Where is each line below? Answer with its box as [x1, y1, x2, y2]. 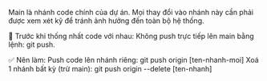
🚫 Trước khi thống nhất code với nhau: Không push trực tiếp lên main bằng [8, 32, 254, 40]
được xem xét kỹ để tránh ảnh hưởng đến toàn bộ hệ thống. [8, 16, 204, 25]
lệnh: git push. [8, 40, 56, 49]
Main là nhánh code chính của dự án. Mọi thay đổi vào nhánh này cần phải [8, 8, 254, 17]
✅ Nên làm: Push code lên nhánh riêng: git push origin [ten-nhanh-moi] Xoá [8, 56, 259, 64]
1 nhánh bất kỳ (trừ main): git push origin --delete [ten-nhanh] [8, 64, 212, 73]
